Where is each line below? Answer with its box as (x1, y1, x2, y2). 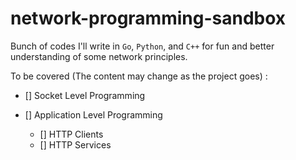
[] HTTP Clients (39, 128, 104, 140)
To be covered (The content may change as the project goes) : (10, 70, 268, 82)
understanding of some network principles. (10, 50, 188, 62)
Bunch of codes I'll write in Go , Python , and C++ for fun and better (10, 40, 275, 52)
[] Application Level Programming (24, 108, 163, 121)
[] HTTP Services (39, 138, 112, 151)
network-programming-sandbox (10, 7, 287, 30)
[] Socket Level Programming (24, 89, 146, 101)
